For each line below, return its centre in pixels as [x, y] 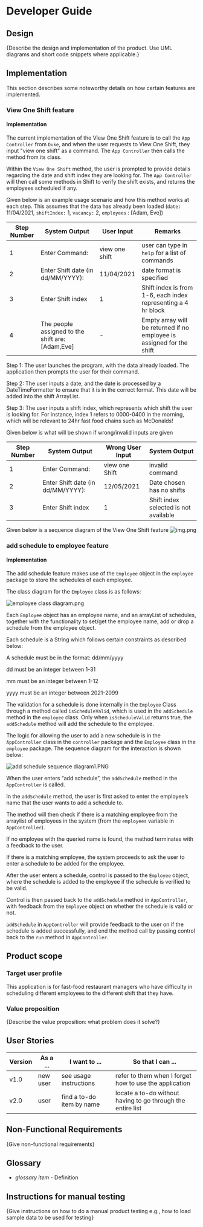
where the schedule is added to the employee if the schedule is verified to [98, 882]
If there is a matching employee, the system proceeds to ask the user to [96, 857]
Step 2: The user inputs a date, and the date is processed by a [84, 383]
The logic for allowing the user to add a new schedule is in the [84, 736]
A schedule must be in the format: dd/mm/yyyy [65, 658]
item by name [81, 1104]
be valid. [17, 888]
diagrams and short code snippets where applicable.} [73, 54]
